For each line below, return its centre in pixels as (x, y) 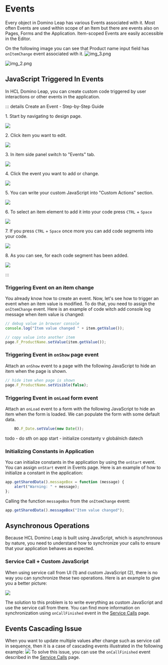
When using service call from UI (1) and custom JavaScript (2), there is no (81, 572)
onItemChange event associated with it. (44, 54)
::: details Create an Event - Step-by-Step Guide (55, 106)
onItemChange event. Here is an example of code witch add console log (78, 309)
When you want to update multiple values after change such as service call (83, 641)
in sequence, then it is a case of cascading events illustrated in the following (84, 646)
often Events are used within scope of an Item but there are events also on (82, 28)
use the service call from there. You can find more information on (72, 607)
